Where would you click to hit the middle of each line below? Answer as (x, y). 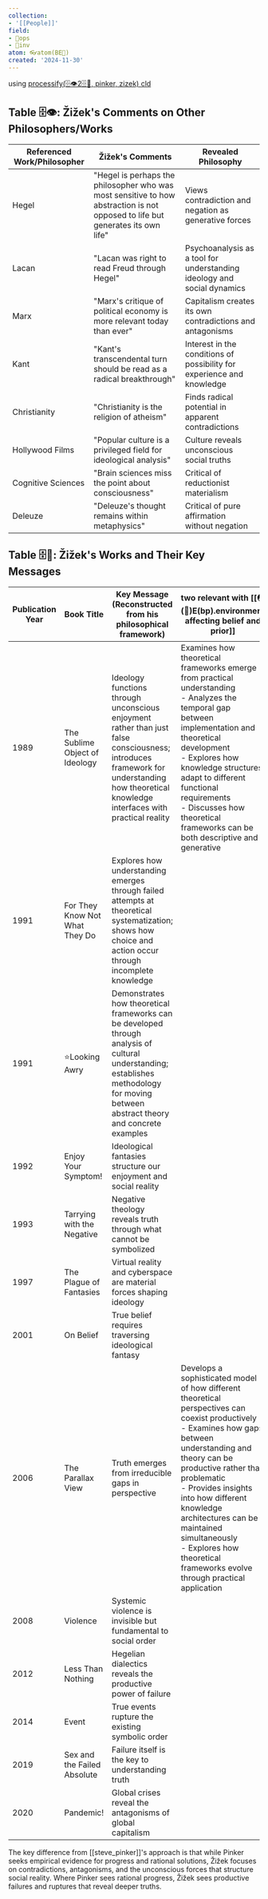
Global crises (136, 1793)
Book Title (84, 614)
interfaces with (139, 807)
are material (134, 1282)
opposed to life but (128, 215)
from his (142, 614)
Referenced (49, 151)
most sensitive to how (134, 195)
